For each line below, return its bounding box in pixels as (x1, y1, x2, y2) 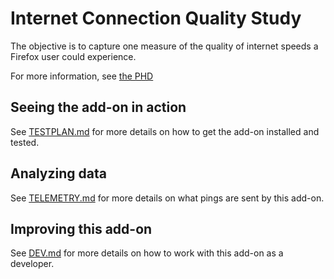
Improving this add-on (10, 220, 153, 237)
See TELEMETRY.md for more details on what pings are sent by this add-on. (10, 192, 325, 204)
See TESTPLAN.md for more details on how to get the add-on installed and (10, 125, 320, 137)
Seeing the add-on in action (10, 99, 187, 116)
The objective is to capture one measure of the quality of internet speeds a (10, 40, 319, 52)
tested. (10, 136, 40, 148)
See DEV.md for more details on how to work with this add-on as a (10, 247, 284, 259)
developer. (10, 258, 55, 270)
